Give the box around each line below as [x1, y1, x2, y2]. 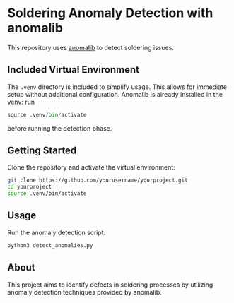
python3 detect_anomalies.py [7, 242, 93, 249]
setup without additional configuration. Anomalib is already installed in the [7, 90, 223, 98]
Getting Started [7, 145, 77, 157]
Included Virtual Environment [7, 64, 140, 76]
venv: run [7, 97, 35, 106]
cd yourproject [7, 184, 52, 191]
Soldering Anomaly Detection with [7, 5, 213, 21]
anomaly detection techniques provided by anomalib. [7, 287, 163, 296]
